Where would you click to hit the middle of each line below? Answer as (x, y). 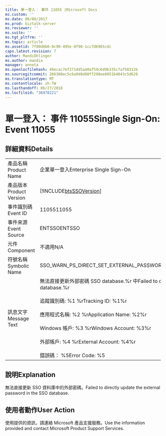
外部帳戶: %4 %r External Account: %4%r (88, 342)
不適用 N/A (52, 247)
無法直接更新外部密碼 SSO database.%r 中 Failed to (99, 281)
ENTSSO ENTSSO (60, 228)
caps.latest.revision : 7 (31, 51)
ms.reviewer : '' (22, 28)
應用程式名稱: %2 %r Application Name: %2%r (93, 315)
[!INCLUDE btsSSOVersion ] (71, 191)
